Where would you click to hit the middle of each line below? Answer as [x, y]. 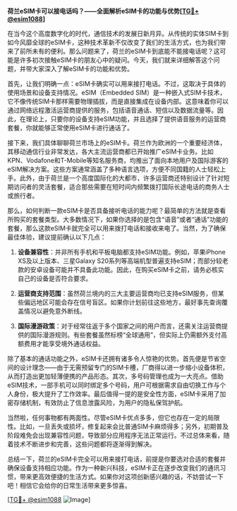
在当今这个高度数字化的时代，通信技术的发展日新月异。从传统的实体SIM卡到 [118, 33]
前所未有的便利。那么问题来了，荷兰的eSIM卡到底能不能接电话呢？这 [120, 51]
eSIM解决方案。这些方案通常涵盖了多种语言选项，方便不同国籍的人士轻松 [114, 169]
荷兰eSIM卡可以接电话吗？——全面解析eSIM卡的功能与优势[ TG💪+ [103, 11]
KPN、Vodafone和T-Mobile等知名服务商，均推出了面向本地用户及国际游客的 [118, 160]
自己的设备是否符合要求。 [55, 278]
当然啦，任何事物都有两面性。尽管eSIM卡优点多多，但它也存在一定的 [108, 418]
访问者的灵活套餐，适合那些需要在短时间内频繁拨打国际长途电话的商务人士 [121, 187]
